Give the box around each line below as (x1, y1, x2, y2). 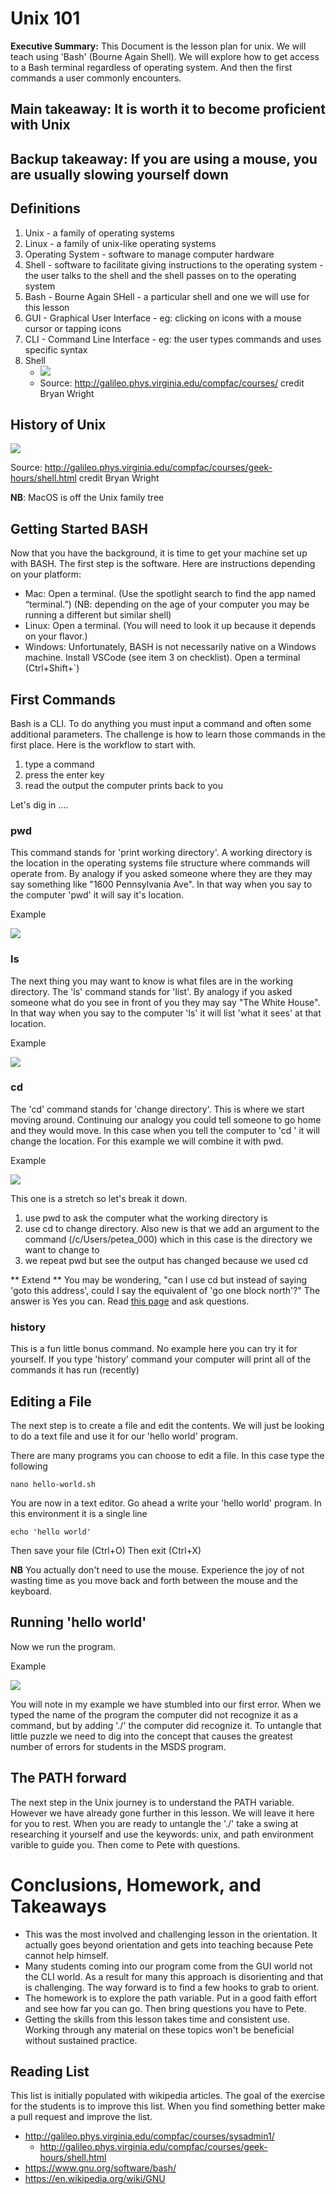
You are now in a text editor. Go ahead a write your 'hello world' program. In (10, 1497, 322, 1509)
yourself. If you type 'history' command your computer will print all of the (10, 1353, 312, 1366)
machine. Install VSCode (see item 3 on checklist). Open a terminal (24, 652, 301, 664)
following (10, 1460, 48, 1472)
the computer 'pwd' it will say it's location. (10, 889, 184, 901)
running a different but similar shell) (24, 609, 172, 621)
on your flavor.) (24, 630, 88, 642)
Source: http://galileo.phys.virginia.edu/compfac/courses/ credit (39, 377, 305, 389)
